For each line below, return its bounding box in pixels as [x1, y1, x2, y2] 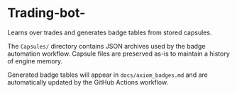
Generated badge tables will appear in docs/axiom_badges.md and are [7, 70, 208, 79]
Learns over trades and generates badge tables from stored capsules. [7, 28, 212, 37]
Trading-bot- [7, 5, 86, 21]
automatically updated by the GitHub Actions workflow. [7, 77, 169, 86]
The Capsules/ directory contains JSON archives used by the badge [7, 42, 206, 50]
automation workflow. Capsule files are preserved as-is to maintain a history [7, 49, 231, 58]
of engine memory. [7, 56, 63, 65]
